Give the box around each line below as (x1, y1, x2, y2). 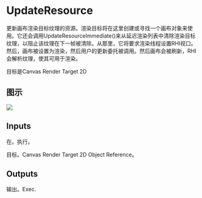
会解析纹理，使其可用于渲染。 (6, 55, 81, 62)
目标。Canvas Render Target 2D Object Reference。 (6, 151, 138, 158)
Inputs (6, 121, 32, 131)
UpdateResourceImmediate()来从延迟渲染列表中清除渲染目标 (43, 32, 196, 39)
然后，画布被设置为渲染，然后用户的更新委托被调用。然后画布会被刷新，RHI (6, 47, 197, 55)
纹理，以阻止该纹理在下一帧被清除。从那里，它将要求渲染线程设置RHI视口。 (6, 39, 197, 47)
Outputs (6, 168, 38, 179)
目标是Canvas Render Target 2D (6, 67, 87, 75)
